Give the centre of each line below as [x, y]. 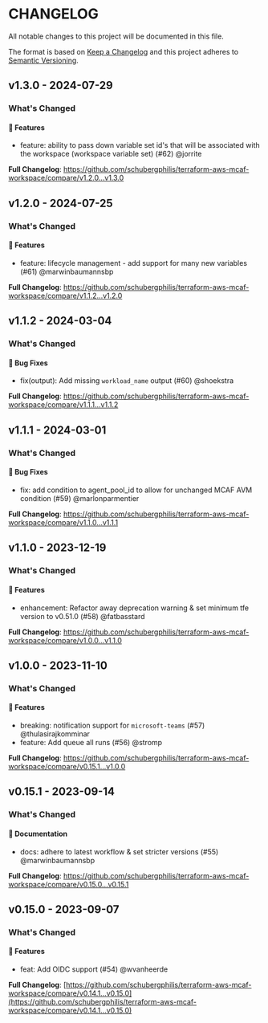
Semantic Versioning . [43, 60]
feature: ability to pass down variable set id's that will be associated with [140, 145]
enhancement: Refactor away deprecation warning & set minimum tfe [134, 608]
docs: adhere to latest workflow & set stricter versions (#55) [119, 851]
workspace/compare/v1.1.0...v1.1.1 [63, 522]
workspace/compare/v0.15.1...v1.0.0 [67, 767]
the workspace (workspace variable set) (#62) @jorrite [111, 154]
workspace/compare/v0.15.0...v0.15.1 [69, 884]
